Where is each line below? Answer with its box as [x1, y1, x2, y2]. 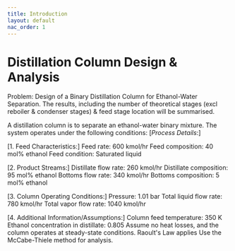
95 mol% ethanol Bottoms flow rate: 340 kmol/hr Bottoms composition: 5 [7, 171, 220, 180]
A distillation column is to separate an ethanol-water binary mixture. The [7, 121, 217, 129]
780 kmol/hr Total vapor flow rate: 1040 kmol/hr [7, 199, 146, 209]
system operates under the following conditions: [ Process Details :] [7, 129, 201, 137]
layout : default [7, 17, 55, 24]
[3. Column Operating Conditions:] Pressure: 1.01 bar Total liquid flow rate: [7, 192, 223, 201]
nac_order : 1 [7, 23, 46, 30]
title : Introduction [7, 10, 68, 18]
